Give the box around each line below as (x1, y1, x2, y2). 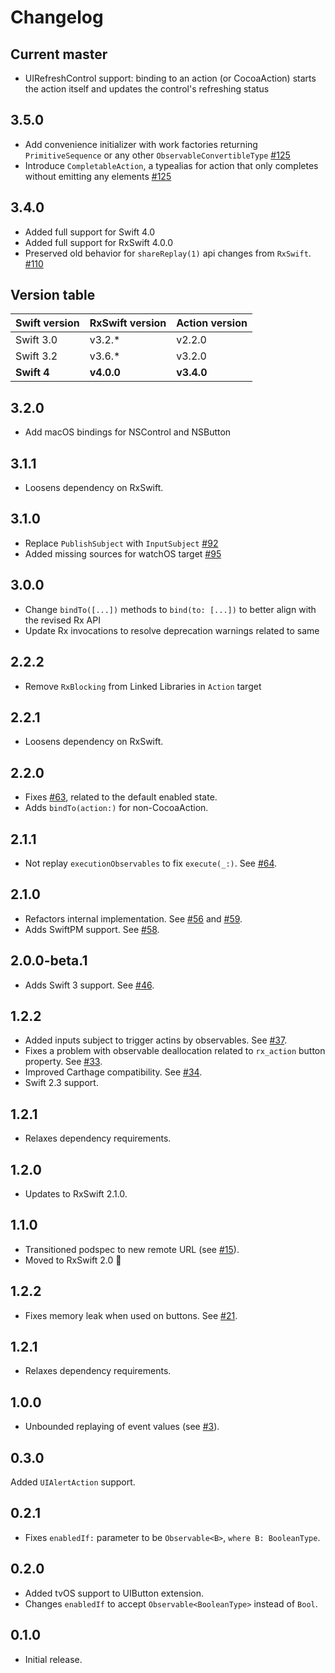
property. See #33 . (24, 1056, 103, 1068)
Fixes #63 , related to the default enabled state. (24, 791, 218, 803)
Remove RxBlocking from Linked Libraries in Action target (24, 680, 262, 692)
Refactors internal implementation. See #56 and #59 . (24, 912, 243, 925)
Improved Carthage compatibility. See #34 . (24, 1066, 203, 1078)
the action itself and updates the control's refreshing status (24, 83, 270, 95)
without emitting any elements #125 (24, 170, 172, 182)
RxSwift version (89, 316, 167, 330)
